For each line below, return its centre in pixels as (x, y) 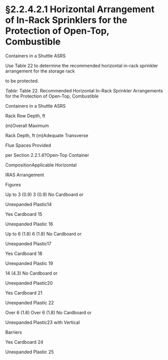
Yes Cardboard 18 (24, 253)
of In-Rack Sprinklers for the (66, 20)
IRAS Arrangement (25, 175)
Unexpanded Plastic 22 (30, 303)
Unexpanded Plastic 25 (30, 352)
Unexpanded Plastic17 (28, 243)
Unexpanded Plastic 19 (29, 263)
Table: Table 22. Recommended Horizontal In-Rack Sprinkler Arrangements (84, 90)
